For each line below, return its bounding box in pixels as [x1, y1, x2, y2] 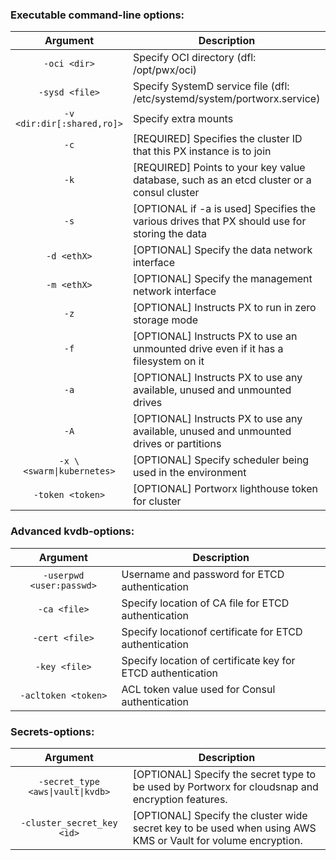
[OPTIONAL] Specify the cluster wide [132, 808, 308, 822]
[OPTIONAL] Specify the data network [132, 243, 313, 257]
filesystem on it [132, 354, 205, 368]
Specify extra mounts [132, 112, 234, 126]
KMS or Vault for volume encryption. [132, 833, 303, 847]
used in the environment [132, 466, 247, 480]
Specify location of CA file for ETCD [121, 596, 290, 610]
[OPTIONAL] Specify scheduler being [132, 453, 310, 467]
